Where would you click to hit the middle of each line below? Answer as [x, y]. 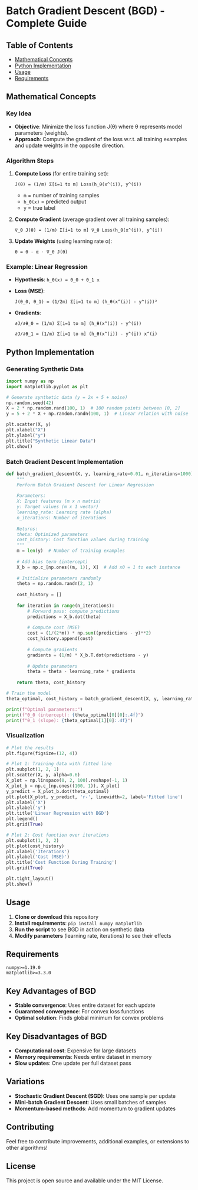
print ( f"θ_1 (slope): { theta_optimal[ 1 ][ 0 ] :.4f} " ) [70, 720]
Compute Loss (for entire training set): [62, 173]
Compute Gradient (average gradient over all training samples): [92, 219]
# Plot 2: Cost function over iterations [58, 835]
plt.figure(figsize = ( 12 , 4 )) [42, 753]
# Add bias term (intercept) [52, 562]
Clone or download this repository [57, 916]
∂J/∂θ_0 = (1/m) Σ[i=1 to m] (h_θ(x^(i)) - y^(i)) [78, 324]
